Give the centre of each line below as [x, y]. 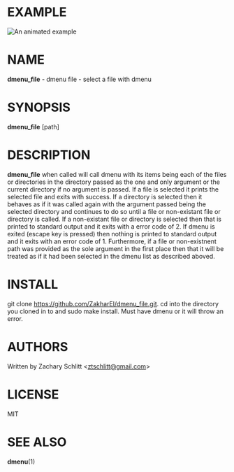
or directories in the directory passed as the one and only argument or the [114, 182]
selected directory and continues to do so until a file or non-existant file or [114, 211]
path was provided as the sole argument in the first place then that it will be [116, 248]
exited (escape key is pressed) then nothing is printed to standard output [112, 234]
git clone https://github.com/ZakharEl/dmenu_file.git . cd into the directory [113, 303]
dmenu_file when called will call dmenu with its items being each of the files [117, 174]
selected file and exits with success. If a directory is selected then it [105, 196]
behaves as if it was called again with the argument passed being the [107, 204]
